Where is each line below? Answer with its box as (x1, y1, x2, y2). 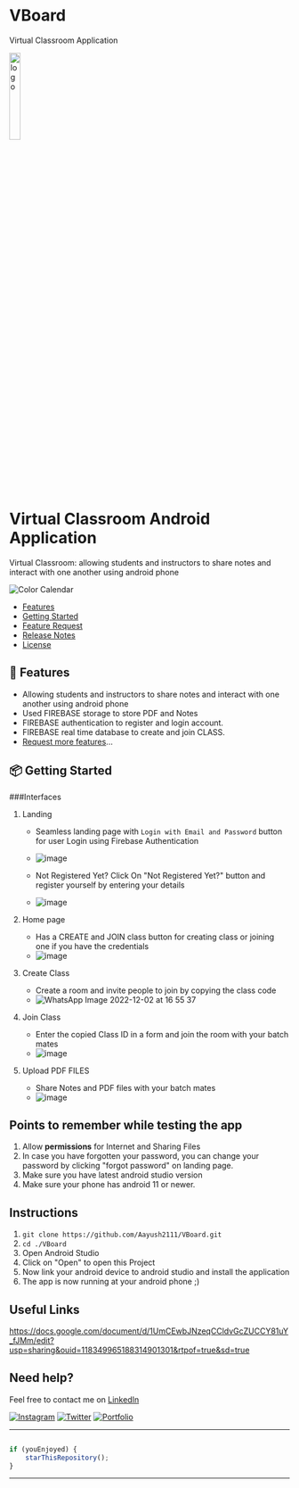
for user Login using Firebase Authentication (35, 835, 199, 846)
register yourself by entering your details (35, 880, 185, 890)
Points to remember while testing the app (9, 1117, 243, 1133)
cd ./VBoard (21, 1240, 67, 1249)
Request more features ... (21, 736, 113, 747)
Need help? (9, 1370, 74, 1385)
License (21, 639, 52, 649)
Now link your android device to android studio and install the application (21, 1267, 290, 1277)
